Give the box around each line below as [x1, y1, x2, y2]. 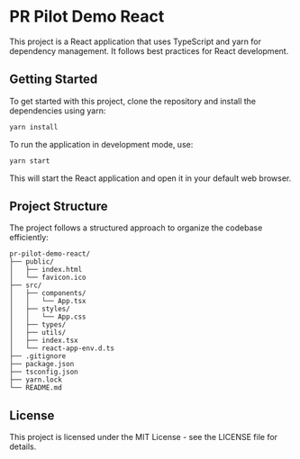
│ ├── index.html [9, 265, 83, 274]
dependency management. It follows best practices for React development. [9, 45, 289, 56]
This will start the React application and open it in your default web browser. [9, 173, 292, 184]
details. [9, 441, 37, 452]
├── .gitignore [9, 352, 67, 361]
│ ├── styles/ [9, 304, 70, 314]
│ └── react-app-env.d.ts [9, 344, 115, 353]
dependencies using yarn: [9, 105, 106, 116]
